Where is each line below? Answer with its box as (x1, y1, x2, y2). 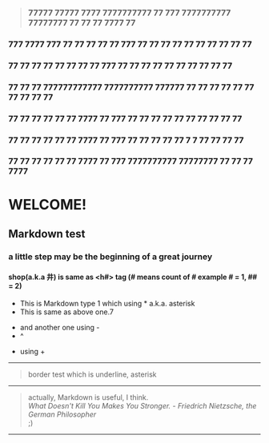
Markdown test (8, 227, 86, 241)
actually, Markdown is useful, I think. (27, 393, 149, 402)
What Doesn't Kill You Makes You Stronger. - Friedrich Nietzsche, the (27, 401, 257, 411)
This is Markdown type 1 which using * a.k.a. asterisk (19, 299, 195, 309)
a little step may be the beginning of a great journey (8, 251, 213, 262)
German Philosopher (27, 409, 97, 419)
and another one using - (19, 323, 100, 333)
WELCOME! (8, 195, 86, 214)
